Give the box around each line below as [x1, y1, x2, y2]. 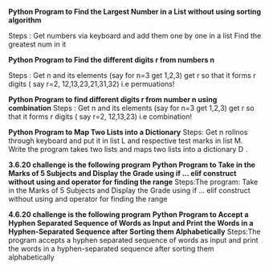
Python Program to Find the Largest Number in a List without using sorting [8, 7, 262, 16]
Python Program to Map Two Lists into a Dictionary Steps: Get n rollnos [8, 128, 248, 137]
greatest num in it [8, 39, 67, 49]
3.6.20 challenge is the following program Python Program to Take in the [8, 160, 255, 170]
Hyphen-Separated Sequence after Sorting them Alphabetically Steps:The [8, 227, 261, 236]
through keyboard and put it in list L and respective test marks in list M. [8, 136, 243, 145]
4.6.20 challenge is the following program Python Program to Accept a [8, 210, 249, 219]
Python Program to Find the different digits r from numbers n [8, 55, 215, 64]
